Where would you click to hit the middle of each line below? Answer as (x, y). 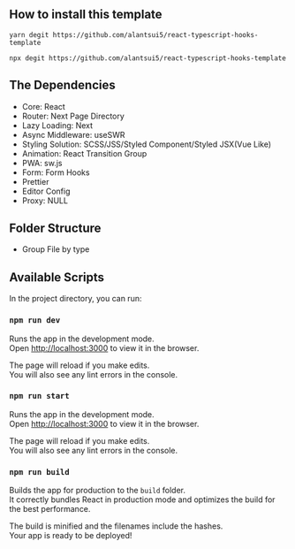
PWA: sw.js (42, 163)
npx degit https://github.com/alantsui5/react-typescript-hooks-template (148, 58)
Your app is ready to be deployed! (71, 536)
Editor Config (46, 191)
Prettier (35, 181)
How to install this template (86, 15)
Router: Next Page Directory (73, 116)
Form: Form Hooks (56, 172)
